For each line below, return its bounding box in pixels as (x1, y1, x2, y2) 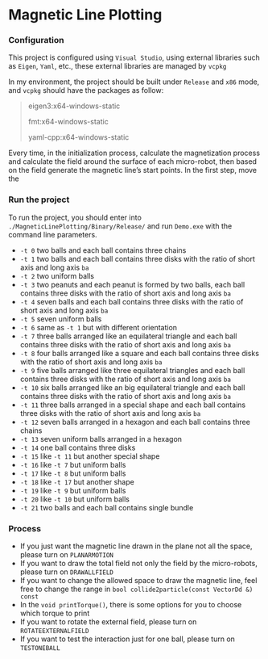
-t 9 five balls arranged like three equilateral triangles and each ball (19, 365, 245, 375)
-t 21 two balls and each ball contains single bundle (19, 502, 194, 512)
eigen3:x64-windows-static (27, 101, 121, 111)
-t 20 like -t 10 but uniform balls (19, 494, 130, 504)
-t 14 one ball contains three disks (19, 443, 136, 452)
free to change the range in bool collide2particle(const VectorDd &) (19, 584, 254, 594)
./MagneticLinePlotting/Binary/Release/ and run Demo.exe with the (8, 220, 233, 231)
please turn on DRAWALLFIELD (19, 567, 114, 577)
